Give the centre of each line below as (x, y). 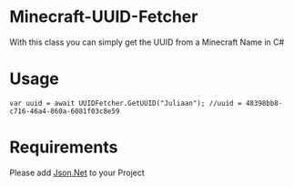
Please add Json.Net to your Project (77, 172)
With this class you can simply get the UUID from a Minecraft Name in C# (147, 42)
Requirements (64, 147)
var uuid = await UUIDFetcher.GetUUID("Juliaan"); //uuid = (126, 103)
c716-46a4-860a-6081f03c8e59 (65, 111)
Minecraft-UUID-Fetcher (104, 17)
